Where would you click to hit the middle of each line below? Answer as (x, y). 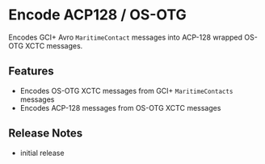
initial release (42, 153)
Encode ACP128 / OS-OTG (98, 15)
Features (31, 71)
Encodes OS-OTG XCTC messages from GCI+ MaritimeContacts (126, 90)
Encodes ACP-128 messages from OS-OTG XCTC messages (120, 107)
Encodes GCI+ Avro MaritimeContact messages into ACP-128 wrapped (126, 37)
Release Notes (46, 134)
